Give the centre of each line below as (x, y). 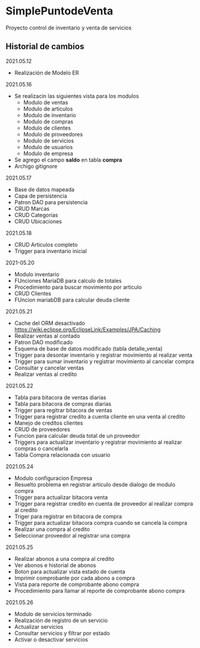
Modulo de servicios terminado (53, 614)
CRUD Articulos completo (46, 244)
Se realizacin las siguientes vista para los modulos (77, 96)
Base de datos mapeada (44, 189)
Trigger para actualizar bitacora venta (61, 497)
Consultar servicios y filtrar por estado (62, 633)
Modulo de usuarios (48, 147)
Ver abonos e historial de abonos (55, 565)
